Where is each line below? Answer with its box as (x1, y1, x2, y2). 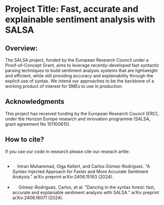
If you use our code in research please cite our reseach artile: (5, 148, 130, 154)
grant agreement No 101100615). (5, 121, 70, 127)
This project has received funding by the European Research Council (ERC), (5, 110, 159, 116)
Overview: (5, 44, 38, 52)
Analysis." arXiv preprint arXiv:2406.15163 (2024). (12, 173, 114, 179)
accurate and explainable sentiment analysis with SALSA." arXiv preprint (12, 189, 159, 195)
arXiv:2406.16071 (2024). (12, 195, 64, 201)
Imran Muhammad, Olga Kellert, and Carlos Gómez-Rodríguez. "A (17, 163, 150, 169)
